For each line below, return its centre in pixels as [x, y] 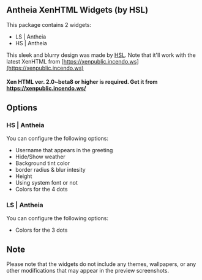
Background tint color [43, 163]
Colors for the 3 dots [41, 230]
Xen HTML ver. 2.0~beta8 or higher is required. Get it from [82, 82]
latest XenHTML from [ [35, 61]
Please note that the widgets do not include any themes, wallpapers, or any [101, 264]
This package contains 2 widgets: [49, 24]
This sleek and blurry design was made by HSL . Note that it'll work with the [101, 55]
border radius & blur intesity [50, 170]
